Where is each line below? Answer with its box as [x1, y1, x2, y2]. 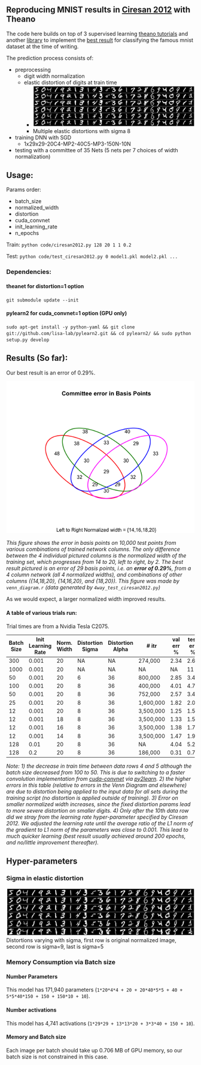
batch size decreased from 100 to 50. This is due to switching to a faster [6, 768, 185, 776]
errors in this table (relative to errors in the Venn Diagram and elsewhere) [6, 782, 187, 789]
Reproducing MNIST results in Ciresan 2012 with [6, 5, 191, 15]
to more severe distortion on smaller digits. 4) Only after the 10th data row [6, 807, 189, 814]
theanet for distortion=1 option [6, 282, 84, 289]
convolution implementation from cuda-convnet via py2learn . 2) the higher [6, 775, 191, 782]
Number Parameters [6, 973, 58, 980]
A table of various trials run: [6, 609, 77, 616]
